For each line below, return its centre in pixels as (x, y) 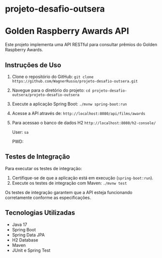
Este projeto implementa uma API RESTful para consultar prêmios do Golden (81, 45)
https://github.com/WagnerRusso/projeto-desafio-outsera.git (75, 81)
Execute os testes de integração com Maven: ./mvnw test (69, 183)
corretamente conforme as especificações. (48, 197)
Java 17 (20, 225)
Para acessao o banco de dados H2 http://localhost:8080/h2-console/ (84, 123)
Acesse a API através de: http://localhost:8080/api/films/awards (79, 113)
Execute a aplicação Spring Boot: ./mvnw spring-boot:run (69, 104)
